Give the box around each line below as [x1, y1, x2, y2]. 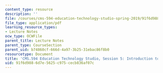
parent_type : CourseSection [5, 43, 62, 48]
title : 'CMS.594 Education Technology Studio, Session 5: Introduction [5, 56, 153, 61]
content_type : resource [5, 7, 53, 12]
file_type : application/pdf [5, 20, 62, 25]
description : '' [5, 12, 38, 16]
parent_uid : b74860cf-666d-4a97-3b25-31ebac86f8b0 [5, 47, 110, 52]
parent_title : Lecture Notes [5, 38, 64, 43]
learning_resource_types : [5, 25, 57, 30]
